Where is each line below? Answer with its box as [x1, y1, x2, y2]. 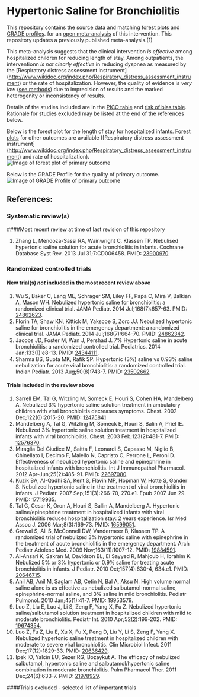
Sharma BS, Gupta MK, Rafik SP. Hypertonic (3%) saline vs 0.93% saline [15, 355, 193, 363]
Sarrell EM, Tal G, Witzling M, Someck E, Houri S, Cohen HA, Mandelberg [15, 395, 194, 402]
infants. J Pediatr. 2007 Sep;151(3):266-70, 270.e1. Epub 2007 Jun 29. [15, 489, 186, 496]
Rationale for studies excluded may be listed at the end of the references [7, 110, 184, 117]
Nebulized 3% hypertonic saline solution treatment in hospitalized [15, 426, 176, 433]
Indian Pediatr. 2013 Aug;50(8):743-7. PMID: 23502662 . [15, 368, 152, 375]
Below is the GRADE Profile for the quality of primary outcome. [7, 170, 159, 178]
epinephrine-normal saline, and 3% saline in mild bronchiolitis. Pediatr [15, 590, 187, 597]
